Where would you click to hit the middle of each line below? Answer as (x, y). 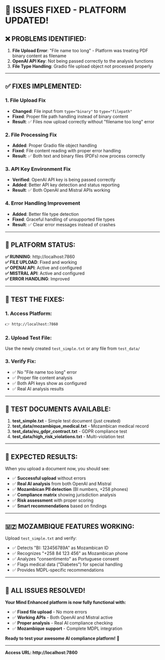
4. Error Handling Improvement (43, 203)
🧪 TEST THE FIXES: (35, 299)
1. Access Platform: (29, 313)
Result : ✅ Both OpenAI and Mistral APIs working (61, 190)
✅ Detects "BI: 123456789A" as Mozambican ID (60, 548)
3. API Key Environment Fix (38, 169)
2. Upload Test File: (28, 338)
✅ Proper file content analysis (42, 378)
